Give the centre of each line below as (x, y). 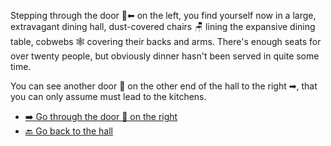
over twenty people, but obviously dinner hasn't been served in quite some (165, 56)
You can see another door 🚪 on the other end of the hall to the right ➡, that (164, 86)
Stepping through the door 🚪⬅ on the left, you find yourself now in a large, (163, 15)
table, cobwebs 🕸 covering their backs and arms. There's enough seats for (166, 41)
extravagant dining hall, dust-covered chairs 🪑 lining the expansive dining (163, 26)
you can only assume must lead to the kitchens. (108, 96)
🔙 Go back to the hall (68, 131)
